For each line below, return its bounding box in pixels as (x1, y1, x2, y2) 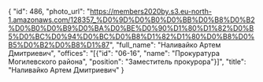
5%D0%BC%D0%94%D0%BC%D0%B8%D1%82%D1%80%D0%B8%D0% (8, 32, 255, 41)
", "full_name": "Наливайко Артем (109, 40, 221, 50)
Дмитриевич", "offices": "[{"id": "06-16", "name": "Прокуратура (8, 49, 220, 58)
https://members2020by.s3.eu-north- (89, 7, 213, 16)
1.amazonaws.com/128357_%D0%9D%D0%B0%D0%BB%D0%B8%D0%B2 (8, 15, 256, 24)
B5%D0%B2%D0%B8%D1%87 (8, 40, 110, 50)
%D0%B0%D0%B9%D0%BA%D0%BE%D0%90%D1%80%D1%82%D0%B (8, 24, 254, 32)
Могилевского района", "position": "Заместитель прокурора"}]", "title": (8, 57, 246, 66)
